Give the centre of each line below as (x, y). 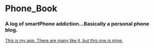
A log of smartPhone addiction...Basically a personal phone (77, 24)
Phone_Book (31, 9)
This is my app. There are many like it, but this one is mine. (64, 41)
